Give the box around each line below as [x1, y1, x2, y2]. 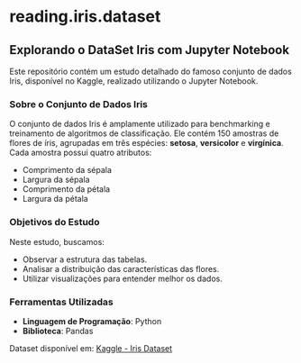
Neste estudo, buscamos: [9, 236, 105, 247]
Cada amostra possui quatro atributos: [9, 147, 152, 159]
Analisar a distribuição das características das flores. [22, 263, 220, 274]
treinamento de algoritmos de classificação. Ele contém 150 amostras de [9, 128, 279, 139]
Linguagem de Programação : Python [22, 315, 162, 326]
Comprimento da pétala [22, 184, 111, 195]
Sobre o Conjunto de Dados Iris [9, 97, 149, 110]
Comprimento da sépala [22, 165, 113, 176]
